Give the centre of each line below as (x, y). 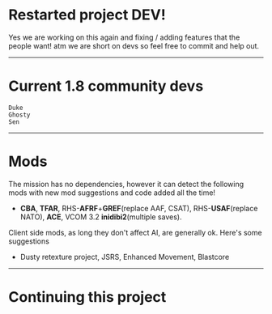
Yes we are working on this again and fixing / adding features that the (124, 37)
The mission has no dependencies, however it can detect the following (126, 184)
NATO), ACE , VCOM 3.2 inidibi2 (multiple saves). (101, 217)
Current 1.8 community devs (106, 86)
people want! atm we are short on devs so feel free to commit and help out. (134, 45)
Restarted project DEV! (87, 15)
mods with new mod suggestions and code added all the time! (112, 193)
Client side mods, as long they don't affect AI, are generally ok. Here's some (135, 232)
